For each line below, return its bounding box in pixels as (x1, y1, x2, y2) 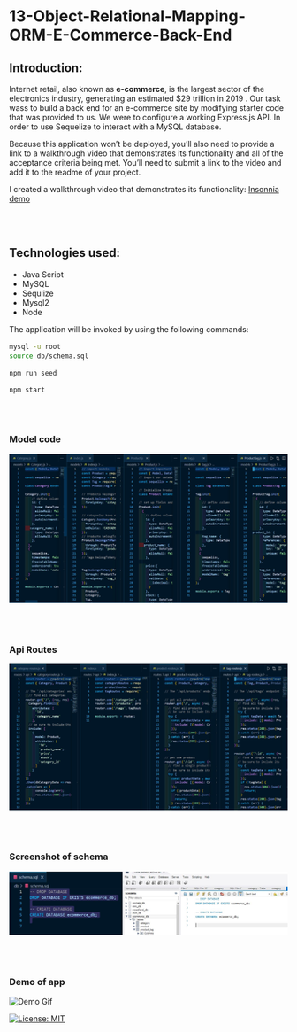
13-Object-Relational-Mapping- (9, 6, 246, 27)
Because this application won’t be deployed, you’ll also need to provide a (9, 139, 275, 149)
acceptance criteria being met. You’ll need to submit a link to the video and (9, 158, 282, 167)
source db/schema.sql (9, 352, 89, 361)
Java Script (21, 268, 64, 280)
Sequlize (21, 288, 55, 299)
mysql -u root (9, 342, 62, 351)
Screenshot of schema (9, 850, 109, 863)
